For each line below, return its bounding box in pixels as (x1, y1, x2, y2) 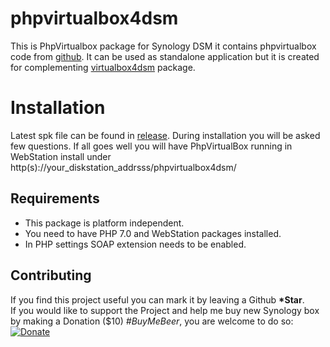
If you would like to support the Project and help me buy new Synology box (10, 304, 320, 316)
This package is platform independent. (24, 217, 185, 229)
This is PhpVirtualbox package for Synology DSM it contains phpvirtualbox (10, 40, 317, 52)
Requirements (10, 190, 100, 207)
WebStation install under (10, 150, 112, 162)
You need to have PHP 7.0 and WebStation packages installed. (24, 227, 282, 239)
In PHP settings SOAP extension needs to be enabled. (24, 238, 247, 250)
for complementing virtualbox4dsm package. (10, 61, 196, 73)
